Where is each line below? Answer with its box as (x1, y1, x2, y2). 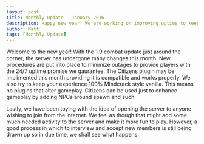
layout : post (6, 9, 39, 15)
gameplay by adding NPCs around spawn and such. (6, 94, 137, 101)
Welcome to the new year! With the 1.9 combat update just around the (6, 48, 181, 55)
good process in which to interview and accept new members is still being (6, 125, 192, 132)
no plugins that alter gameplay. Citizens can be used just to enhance (6, 87, 178, 94)
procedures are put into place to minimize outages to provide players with (6, 61, 191, 69)
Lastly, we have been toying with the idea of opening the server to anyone (6, 105, 191, 112)
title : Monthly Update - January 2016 (6, 15, 104, 21)
